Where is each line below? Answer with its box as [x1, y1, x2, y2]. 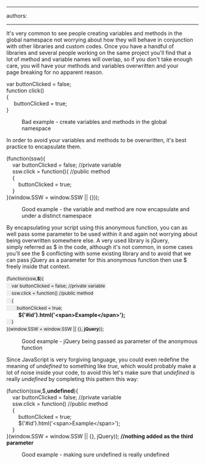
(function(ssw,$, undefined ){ [6, 387, 78, 394]
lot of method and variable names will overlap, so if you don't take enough [6, 56, 193, 63]
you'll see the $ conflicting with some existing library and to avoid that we [6, 250, 192, 257]
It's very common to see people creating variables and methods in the [6, 30, 182, 37]
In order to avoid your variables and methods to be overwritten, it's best [6, 137, 187, 143]
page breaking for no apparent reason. [6, 68, 104, 76]
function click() [6, 87, 45, 94]
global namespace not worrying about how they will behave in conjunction [6, 36, 193, 43]
